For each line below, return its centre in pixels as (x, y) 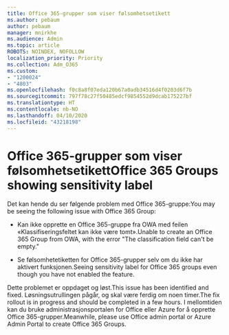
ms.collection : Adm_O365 (43, 65)
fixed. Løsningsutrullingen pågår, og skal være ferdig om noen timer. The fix (113, 295)
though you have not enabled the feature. (76, 275)
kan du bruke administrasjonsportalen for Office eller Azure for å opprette (111, 310)
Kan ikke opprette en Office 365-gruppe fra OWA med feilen (102, 224)
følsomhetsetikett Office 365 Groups (113, 171)
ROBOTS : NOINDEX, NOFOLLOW (46, 52)
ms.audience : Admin (35, 39)
